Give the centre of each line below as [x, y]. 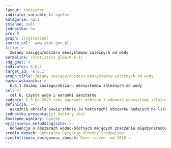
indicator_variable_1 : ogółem [37, 15]
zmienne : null [20, 24]
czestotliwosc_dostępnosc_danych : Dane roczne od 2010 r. [69, 138]
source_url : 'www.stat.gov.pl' [38, 43]
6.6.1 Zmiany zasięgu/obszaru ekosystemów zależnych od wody [76, 85]
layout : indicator [25, 10]
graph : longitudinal [27, 39]
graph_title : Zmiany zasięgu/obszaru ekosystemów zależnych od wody [79, 76]
